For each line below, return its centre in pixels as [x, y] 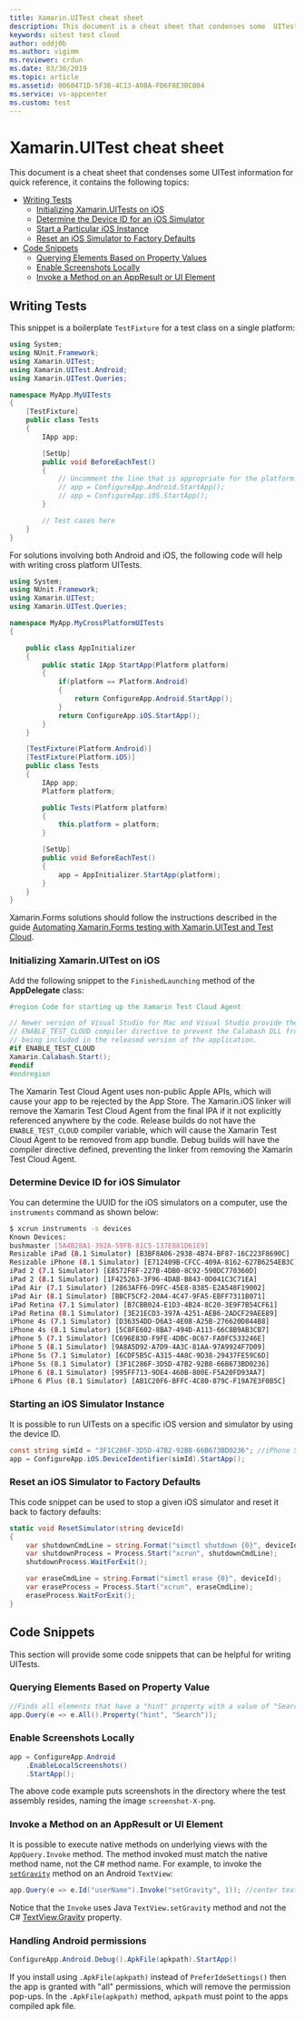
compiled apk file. [43, 2005]
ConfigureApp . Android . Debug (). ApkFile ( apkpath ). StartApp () [123, 1959]
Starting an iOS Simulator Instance [87, 1404]
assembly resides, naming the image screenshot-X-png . [113, 1801]
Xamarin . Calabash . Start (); [60, 1056]
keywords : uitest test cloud [64, 35]
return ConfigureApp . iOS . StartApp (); [129, 715]
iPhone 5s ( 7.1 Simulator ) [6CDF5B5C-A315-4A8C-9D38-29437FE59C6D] [140, 1355]
